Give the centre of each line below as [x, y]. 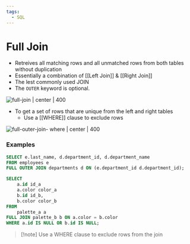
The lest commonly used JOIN [52, 82]
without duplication [38, 70]
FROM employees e [28, 162]
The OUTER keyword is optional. [52, 88]
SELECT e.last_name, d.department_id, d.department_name [78, 157]
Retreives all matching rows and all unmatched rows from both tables [99, 63]
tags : [13, 12]
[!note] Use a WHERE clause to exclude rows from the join [92, 234]
